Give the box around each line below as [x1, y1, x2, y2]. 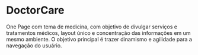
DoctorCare [6, 4, 65, 17]
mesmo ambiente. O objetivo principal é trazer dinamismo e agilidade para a [6, 35, 193, 43]
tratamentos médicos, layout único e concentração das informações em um [6, 29, 191, 36]
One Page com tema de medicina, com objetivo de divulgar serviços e [6, 23, 178, 30]
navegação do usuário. [6, 42, 62, 49]
